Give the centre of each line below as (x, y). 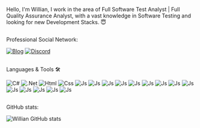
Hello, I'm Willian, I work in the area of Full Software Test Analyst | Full (93, 9)
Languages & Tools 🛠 (34, 69)
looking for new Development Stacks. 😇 (56, 22)
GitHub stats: (23, 107)
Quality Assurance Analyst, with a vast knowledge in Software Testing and (99, 16)
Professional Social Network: (42, 40)
